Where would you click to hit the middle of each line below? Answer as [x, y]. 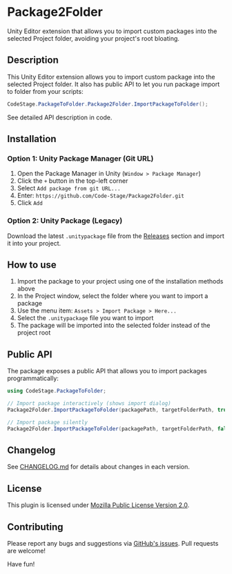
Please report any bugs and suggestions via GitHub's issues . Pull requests [113, 544]
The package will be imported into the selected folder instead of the [114, 326]
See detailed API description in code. [60, 117]
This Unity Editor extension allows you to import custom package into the [111, 77]
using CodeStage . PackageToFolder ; [57, 391]
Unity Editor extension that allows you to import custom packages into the [112, 31]
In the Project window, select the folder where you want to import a [113, 296]
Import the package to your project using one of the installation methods [120, 281]
